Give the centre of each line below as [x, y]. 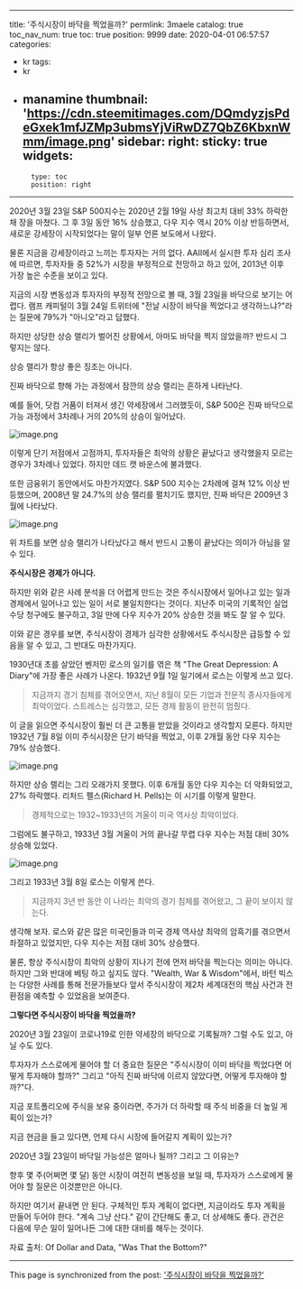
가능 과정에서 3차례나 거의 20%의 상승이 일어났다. [98, 416]
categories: [30, 44]
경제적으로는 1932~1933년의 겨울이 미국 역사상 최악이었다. [135, 815]
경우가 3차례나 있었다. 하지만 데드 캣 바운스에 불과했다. [106, 464]
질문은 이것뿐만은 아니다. [79, 1186]
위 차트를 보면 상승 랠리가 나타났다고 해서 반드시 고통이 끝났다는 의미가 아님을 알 [150, 542]
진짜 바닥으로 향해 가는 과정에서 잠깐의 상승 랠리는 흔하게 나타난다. [126, 385]
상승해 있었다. [34, 845]
